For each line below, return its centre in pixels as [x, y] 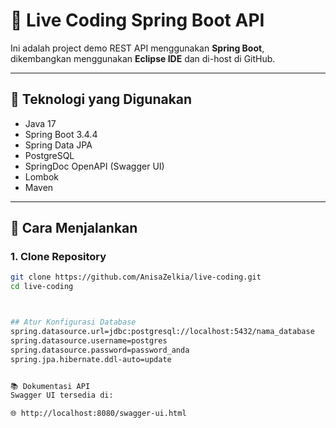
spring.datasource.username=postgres [89, 340]
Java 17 [40, 123]
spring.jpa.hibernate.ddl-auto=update [91, 359]
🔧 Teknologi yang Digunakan [101, 99]
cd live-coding [42, 287]
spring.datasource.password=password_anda [100, 350]
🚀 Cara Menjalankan [74, 228]
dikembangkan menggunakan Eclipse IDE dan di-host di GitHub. [143, 58]
